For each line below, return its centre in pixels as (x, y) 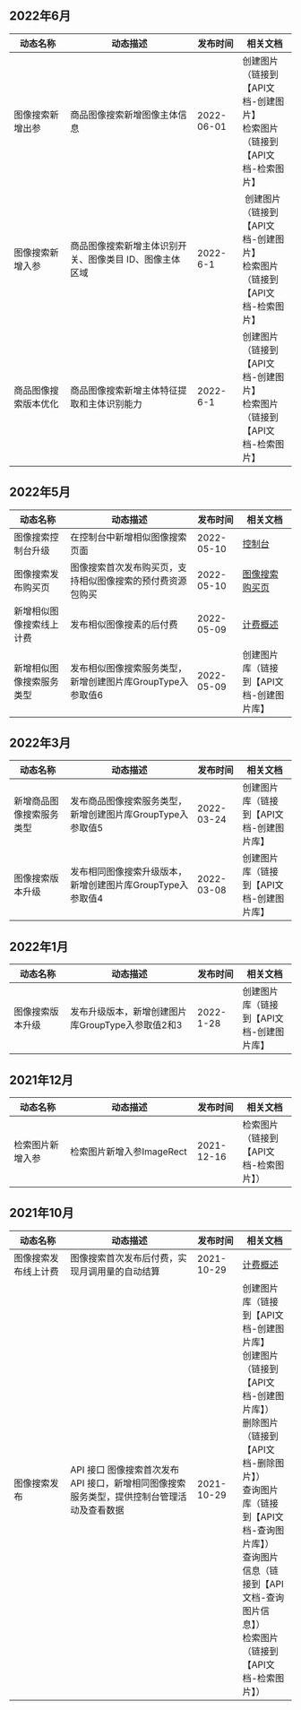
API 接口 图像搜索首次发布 (125, 1470)
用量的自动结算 (129, 1271)
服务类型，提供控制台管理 (124, 1497)
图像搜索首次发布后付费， (124, 1257)
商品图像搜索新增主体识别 (124, 246)
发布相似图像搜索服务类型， (129, 668)
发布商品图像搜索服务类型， (129, 801)
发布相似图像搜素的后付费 (124, 624)
